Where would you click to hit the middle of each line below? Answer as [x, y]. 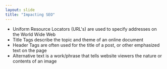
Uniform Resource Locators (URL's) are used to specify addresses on [85, 29]
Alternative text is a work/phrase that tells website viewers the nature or [87, 55]
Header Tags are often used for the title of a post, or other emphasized [86, 45]
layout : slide [20, 10]
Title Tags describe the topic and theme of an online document [78, 40]
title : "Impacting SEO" [30, 15]
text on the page [30, 50]
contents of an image [35, 61]
